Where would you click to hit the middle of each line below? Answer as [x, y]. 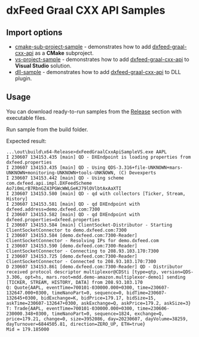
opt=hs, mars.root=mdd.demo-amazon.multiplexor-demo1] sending [105, 277]
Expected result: [26, 141]
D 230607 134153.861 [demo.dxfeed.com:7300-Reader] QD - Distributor [95, 267]
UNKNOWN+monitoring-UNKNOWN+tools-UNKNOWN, [61, 173]
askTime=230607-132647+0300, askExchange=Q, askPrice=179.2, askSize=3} [99, 303]
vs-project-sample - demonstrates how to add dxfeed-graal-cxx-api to [102, 59]
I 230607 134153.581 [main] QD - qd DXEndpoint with [73, 204]
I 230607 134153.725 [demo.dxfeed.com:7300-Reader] [72, 256]
